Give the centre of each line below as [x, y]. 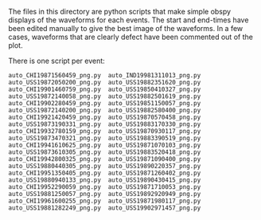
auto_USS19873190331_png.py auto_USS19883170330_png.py [105, 124]
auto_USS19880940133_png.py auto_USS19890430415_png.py [105, 180]
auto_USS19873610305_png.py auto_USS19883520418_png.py [105, 152]
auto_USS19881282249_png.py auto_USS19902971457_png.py [105, 208]
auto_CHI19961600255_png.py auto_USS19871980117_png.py [105, 201]
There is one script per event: [56, 61]
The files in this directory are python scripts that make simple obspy [120, 12]
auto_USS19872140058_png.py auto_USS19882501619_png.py [105, 96]
